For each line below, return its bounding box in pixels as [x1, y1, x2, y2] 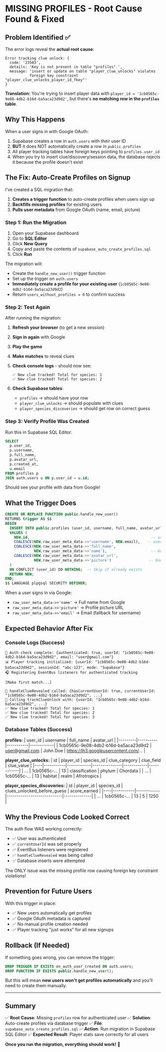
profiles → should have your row [19, 395, 88, 401]
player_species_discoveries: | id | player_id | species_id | [5, 782, 123, 789]
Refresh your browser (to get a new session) [12, 324, 105, 330]
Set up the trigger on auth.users [12, 275, 78, 281]
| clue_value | [5, 763, 32, 769]
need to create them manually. [5, 983, 67, 989]
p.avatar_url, [9, 457, 39, 462]
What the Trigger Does [5, 499, 77, 507]
